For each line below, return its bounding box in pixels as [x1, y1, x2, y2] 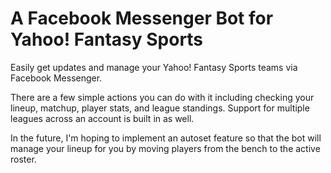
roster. [10, 153, 37, 165]
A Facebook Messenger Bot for [10, 7, 274, 30]
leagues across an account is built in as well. [10, 112, 195, 124]
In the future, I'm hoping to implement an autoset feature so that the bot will [10, 132, 322, 144]
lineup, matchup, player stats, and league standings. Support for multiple [10, 102, 310, 114]
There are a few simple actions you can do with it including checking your [10, 91, 315, 103]
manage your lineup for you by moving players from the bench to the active [10, 142, 321, 154]
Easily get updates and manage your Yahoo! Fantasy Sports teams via [10, 61, 298, 73]
